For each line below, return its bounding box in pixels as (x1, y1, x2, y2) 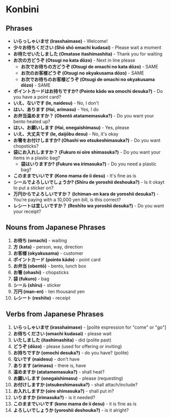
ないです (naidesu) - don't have (13, 356, 80, 362)
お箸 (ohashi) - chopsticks (13, 269, 69, 275)
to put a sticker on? (13, 185, 54, 191)
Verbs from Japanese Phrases (6, 310, 104, 318)
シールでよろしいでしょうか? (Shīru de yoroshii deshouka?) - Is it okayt (13, 179, 165, 185)
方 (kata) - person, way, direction (13, 243, 83, 250)
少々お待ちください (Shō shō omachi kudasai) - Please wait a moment (13, 44, 162, 51)
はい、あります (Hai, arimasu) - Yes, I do (13, 106, 99, 112)
